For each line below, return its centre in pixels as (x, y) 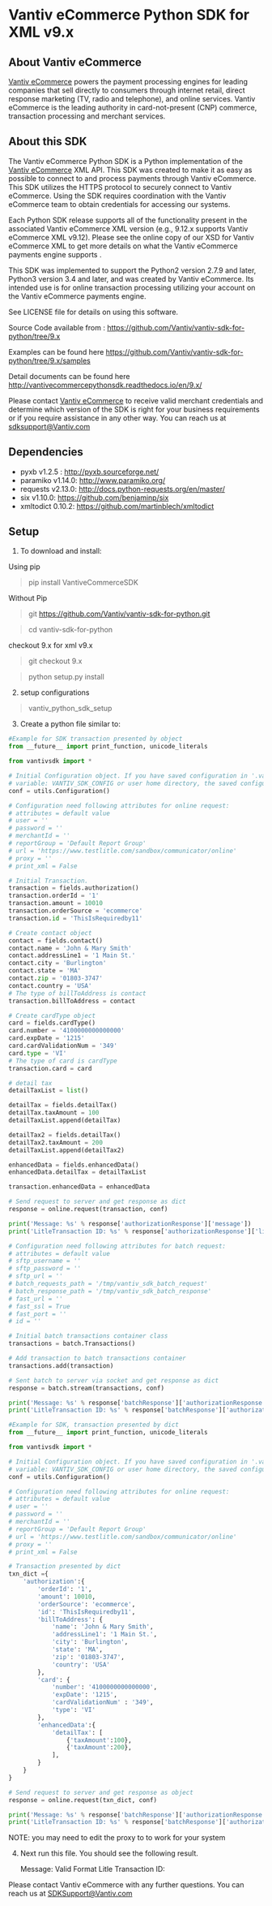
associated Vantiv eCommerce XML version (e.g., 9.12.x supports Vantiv (128, 228)
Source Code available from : (57, 327)
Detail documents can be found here (69, 376)
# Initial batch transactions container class (88, 1336)
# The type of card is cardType (63, 1061)
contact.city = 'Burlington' (57, 964)
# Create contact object (50, 933)
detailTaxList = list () (49, 1091)
